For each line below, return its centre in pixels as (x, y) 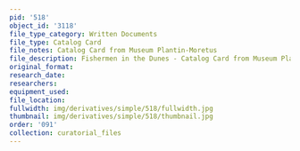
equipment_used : (39, 91)
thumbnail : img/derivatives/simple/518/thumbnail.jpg (112, 116)
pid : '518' (29, 17)
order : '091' (33, 125)
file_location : (37, 100)
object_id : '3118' (43, 26)
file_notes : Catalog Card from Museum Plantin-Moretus (113, 51)
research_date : (37, 75)
